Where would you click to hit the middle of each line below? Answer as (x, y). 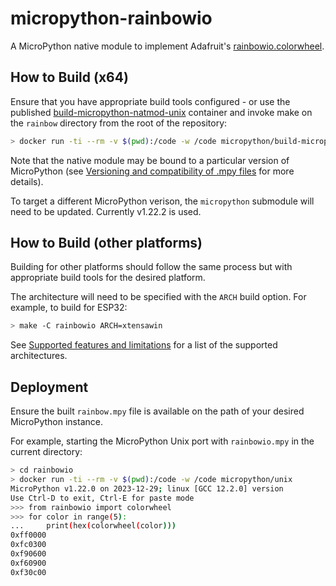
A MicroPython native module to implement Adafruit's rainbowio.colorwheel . (167, 46)
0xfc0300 (28, 545)
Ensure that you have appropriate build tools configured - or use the (150, 101)
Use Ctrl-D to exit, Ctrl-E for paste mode (102, 498)
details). (27, 181)
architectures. (39, 356)
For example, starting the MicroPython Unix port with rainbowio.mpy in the (162, 441)
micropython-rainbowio (111, 18)
